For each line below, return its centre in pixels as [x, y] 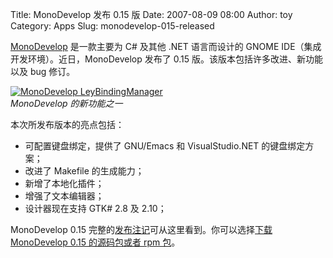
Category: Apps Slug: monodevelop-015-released [112, 26]
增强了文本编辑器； [64, 196]
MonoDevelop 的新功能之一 [66, 103]
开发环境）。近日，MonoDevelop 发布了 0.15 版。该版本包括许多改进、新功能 [166, 59]
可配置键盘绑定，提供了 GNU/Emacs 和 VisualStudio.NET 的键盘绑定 [165, 146]
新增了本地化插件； [64, 183]
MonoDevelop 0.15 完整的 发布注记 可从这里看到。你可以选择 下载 [141, 229]
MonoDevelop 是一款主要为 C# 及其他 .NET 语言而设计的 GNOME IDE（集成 [166, 46]
